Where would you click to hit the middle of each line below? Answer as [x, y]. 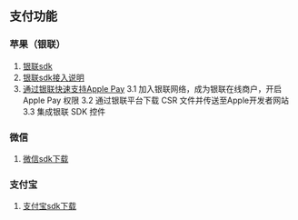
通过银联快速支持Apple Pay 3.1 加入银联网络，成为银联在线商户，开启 [152, 88]
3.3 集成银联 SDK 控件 [64, 111]
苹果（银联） [38, 45]
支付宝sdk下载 [50, 206]
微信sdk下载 [45, 158]
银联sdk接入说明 [53, 77]
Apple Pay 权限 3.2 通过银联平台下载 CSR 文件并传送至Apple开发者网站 [155, 100]
